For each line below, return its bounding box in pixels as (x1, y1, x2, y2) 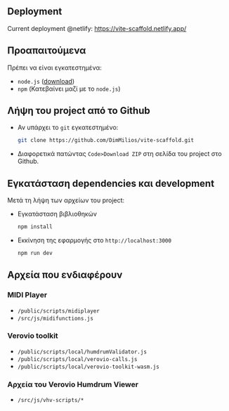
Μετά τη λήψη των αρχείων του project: (7, 196, 125, 204)
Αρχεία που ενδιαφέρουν (7, 269, 123, 281)
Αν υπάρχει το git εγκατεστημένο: (17, 123, 119, 132)
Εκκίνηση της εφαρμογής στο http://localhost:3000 (17, 236, 172, 244)
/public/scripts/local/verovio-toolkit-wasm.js (17, 363, 159, 370)
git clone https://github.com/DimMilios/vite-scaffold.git (17, 137, 195, 144)
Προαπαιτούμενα (7, 45, 86, 57)
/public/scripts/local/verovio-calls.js (17, 355, 138, 363)
